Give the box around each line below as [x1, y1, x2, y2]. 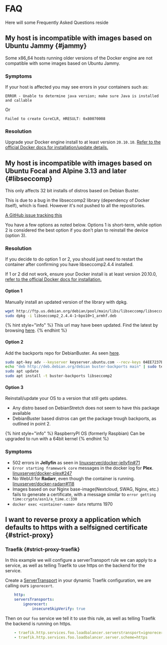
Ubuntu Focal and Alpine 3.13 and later [5, 166, 127, 175]
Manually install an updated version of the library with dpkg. [5, 299, 128, 305]
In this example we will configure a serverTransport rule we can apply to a [5, 557, 157, 563]
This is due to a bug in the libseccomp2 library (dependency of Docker [5, 197, 150, 203]
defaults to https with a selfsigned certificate [5, 523, 148, 531]
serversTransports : [14, 597, 55, 602]
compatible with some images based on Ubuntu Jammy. [5, 60, 120, 66]
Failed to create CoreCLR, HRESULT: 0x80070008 [5, 117, 106, 122]
